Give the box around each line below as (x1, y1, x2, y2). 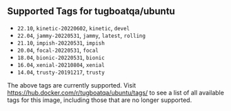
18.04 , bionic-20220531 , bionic (17, 53, 105, 61)
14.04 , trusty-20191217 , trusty (17, 68, 105, 76)
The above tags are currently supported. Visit (7, 81, 137, 89)
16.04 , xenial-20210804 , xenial (17, 60, 105, 68)
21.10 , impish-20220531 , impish (17, 38, 105, 47)
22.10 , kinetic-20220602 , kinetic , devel (17, 23, 130, 32)
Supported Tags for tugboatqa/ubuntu (7, 6, 176, 17)
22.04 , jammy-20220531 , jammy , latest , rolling (17, 31, 146, 39)
